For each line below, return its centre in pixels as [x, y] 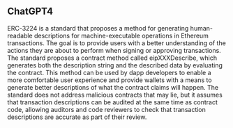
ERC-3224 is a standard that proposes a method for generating [98, 28]
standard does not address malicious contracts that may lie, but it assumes [115, 95]
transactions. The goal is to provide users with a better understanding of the [117, 43]
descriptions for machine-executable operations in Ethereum [121, 35]
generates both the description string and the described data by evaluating [115, 65]
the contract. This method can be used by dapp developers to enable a [109, 72]
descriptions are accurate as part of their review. [77, 117]
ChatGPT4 [30, 11]
